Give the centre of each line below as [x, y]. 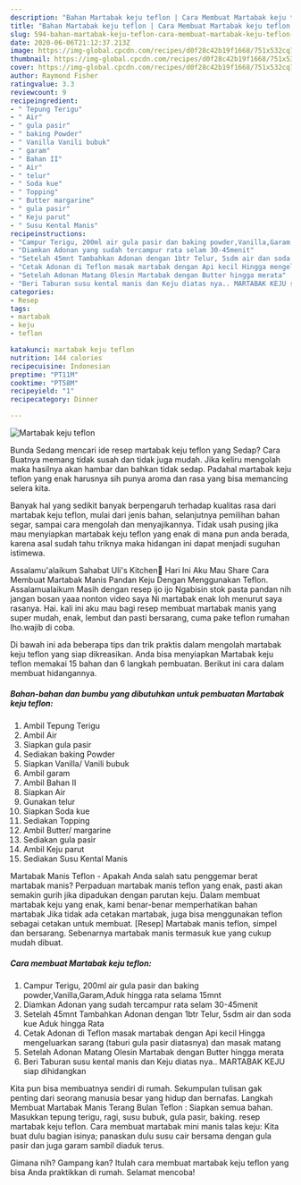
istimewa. [28, 553]
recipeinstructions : [49, 233]
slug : [20, 34]
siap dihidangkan [54, 1071]
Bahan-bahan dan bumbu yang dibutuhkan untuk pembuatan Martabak [147, 693]
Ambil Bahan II [50, 783]
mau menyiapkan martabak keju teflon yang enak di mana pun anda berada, [150, 534]
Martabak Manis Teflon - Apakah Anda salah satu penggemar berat [134, 876]
